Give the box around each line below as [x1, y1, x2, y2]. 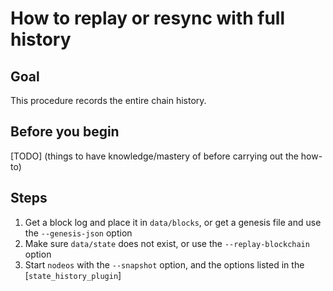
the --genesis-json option [24, 227, 133, 239]
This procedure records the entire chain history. [10, 95, 207, 106]
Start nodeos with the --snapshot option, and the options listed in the [24, 258, 305, 271]
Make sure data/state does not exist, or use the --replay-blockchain [24, 237, 310, 249]
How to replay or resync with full [10, 7, 286, 30]
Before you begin [10, 123, 120, 141]
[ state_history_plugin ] [24, 269, 122, 281]
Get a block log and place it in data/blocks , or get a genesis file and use [24, 216, 322, 228]
